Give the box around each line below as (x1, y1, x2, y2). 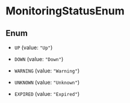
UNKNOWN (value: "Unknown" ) (14, 79, 79, 86)
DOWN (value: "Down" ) (14, 56, 64, 62)
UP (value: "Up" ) (14, 44, 53, 51)
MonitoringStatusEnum (5, 4, 125, 18)
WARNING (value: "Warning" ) (14, 67, 79, 74)
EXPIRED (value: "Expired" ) (14, 90, 79, 97)
